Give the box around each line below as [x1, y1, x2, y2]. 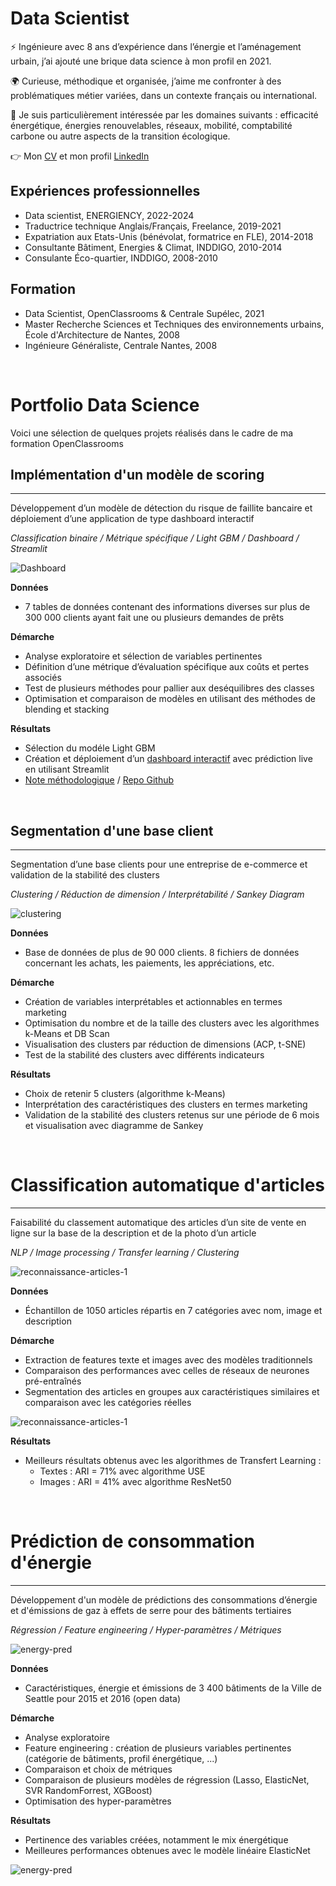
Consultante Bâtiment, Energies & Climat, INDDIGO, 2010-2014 [24, 241, 283, 253]
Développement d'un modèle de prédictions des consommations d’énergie [10, 1594, 318, 1606]
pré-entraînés [24, 1375, 82, 1387]
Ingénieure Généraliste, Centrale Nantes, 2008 [24, 339, 218, 351]
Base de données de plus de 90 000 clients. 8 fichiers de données [24, 947, 300, 959]
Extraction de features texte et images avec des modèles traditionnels [24, 1354, 313, 1366]
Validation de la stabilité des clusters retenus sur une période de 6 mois [24, 1109, 320, 1121]
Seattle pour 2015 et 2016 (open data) [24, 1693, 182, 1704]
